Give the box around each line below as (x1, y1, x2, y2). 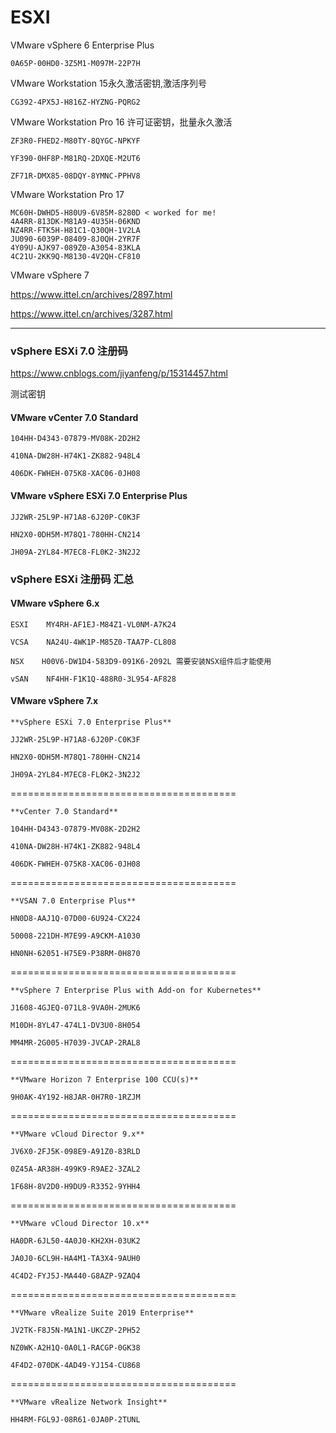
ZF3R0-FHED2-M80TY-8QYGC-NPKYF (10, 136, 141, 146)
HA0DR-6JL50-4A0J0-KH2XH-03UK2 (10, 1236, 141, 1246)
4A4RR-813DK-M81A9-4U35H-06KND (10, 216, 141, 226)
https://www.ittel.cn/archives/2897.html (10, 288, 173, 300)
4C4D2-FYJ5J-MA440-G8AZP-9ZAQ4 (10, 1271, 141, 1281)
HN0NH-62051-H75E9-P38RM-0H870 (10, 948, 141, 958)
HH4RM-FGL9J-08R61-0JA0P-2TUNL (10, 1414, 141, 1425)
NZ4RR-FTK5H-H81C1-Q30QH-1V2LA (10, 225, 141, 235)
